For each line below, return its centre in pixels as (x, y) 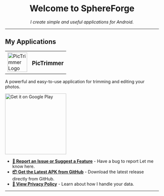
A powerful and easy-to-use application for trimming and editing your (75, 81)
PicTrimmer (48, 63)
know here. (23, 166)
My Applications (31, 42)
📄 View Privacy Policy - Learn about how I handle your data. (73, 184)
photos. (13, 87)
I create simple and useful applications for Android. (82, 22)
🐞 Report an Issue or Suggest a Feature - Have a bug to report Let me (83, 161)
